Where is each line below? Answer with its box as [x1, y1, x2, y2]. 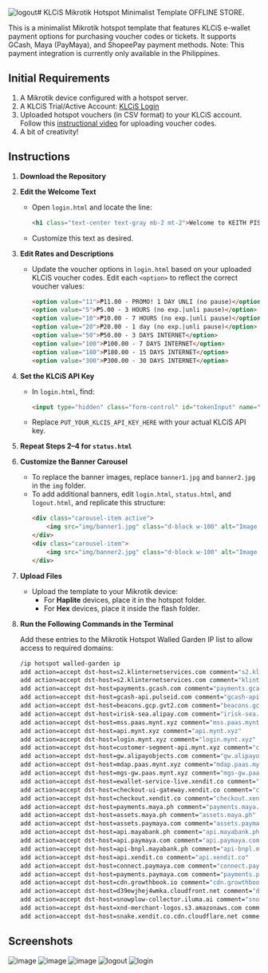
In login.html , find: [31, 386, 95, 396]
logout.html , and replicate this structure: [31, 498, 166, 508]
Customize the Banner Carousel [19, 457, 128, 467]
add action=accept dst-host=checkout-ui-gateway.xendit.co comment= [19, 786, 253, 794]
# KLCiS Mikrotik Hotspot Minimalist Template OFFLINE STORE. [37, 8, 245, 17]
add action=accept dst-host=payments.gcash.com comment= [19, 684, 214, 693]
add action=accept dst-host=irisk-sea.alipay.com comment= [19, 710, 221, 718]
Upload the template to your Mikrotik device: [31, 586, 178, 596]
